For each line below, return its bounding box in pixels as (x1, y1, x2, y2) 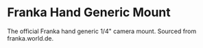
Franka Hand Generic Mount (7, 5, 171, 20)
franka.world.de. (7, 34, 54, 42)
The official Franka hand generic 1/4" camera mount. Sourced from (7, 27, 197, 35)
